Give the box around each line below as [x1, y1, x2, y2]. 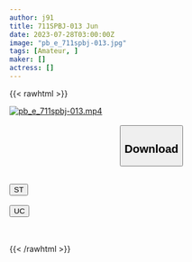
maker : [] [9, 55, 47, 64]
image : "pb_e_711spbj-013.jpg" [9, 38, 127, 48]
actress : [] [9, 64, 54, 73]
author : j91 [9, 13, 54, 23]
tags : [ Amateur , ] [9, 47, 78, 56]
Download [124, 141, 178, 156]
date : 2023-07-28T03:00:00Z [9, 30, 115, 39]
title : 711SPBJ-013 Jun [9, 22, 99, 31]
